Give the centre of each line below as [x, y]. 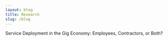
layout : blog [19, 10]
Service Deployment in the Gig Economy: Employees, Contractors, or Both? [84, 33]
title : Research [22, 14]
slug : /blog [18, 19]
